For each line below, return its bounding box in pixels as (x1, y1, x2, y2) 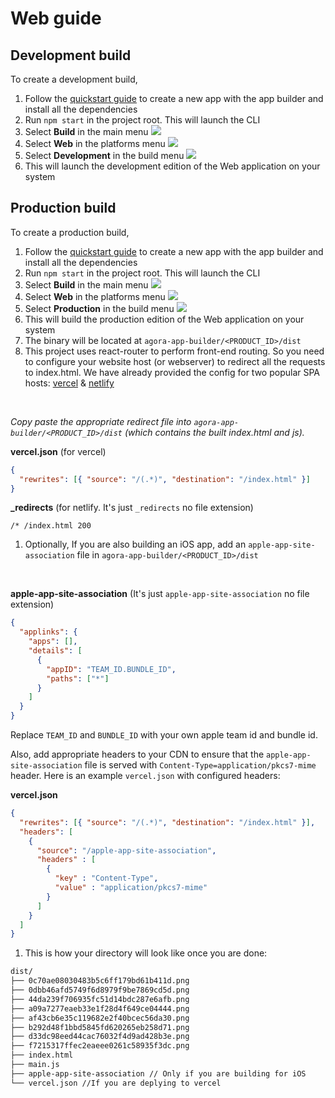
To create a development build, (10, 73, 138, 85)
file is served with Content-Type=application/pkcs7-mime (84, 759, 317, 771)
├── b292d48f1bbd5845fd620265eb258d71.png (10, 1022, 190, 1032)
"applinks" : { (19, 627, 78, 637)
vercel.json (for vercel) (10, 445, 107, 457)
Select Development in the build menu (24, 150, 185, 161)
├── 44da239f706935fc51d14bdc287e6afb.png (10, 994, 190, 1004)
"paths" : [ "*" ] (46, 673, 110, 684)
